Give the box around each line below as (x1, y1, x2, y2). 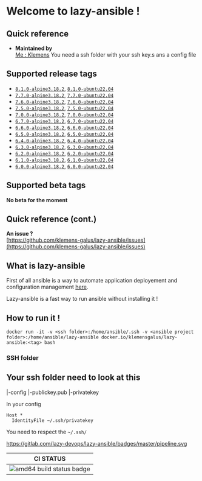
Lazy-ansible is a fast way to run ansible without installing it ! (6, 295, 158, 303)
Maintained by (15, 44, 53, 52)
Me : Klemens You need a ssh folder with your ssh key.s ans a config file (15, 51, 197, 58)
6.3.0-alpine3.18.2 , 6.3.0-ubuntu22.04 (15, 143, 114, 150)
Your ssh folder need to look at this (6, 373, 141, 383)
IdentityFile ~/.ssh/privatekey (12, 417, 94, 424)
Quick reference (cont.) (6, 214, 97, 225)
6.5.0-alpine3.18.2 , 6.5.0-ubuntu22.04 (15, 130, 114, 138)
